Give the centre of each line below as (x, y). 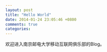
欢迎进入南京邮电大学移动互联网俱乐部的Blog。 (55, 44)
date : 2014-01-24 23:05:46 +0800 (41, 19)
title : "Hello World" (28, 15)
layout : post (19, 10)
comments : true (22, 24)
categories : (18, 29)
